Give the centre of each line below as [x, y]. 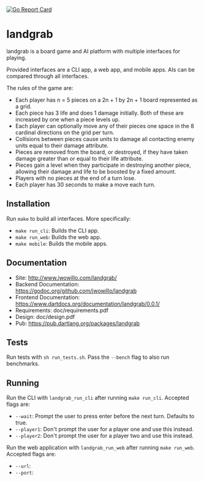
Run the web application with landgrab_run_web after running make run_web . [100, 448]
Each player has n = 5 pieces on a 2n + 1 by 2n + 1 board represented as [106, 100]
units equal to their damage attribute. [62, 145]
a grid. [23, 106]
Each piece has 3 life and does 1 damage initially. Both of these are [99, 113]
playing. [16, 58]
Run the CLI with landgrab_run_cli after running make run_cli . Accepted [98, 398]
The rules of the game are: [40, 88]
